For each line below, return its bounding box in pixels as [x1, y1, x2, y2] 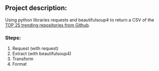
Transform [12, 56, 33, 62]
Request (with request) [12, 46, 59, 51]
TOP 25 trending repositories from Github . [5, 22, 90, 28]
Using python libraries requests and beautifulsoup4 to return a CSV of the [5, 17, 155, 23]
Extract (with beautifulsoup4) [12, 51, 72, 57]
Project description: [5, 4, 67, 12]
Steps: [5, 34, 21, 41]
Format [12, 61, 27, 67]
